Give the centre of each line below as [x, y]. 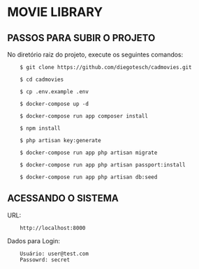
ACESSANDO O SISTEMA [63, 198]
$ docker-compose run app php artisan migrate [89, 153]
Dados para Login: [34, 240]
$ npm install [40, 128]
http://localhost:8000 [53, 228]
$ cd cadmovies [42, 79]
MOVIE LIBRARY [55, 12]
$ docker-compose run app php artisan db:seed [89, 177]
